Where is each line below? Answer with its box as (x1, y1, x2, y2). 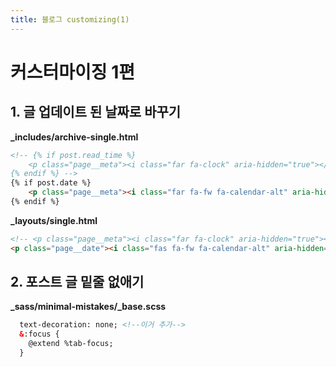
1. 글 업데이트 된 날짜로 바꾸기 (10, 104, 182, 121)
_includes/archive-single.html (10, 131, 139, 143)
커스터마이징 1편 (10, 61, 136, 83)
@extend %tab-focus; (28, 339, 114, 349)
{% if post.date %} (10, 178, 92, 188)
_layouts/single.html (10, 214, 98, 226)
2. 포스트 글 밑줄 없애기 (10, 274, 145, 291)
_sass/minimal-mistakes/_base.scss (10, 301, 167, 313)
